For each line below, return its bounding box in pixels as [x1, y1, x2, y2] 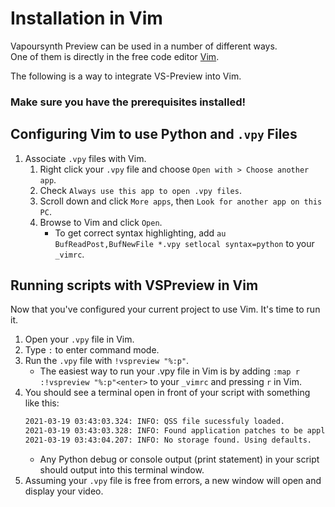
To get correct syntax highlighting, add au [54, 227, 227, 239]
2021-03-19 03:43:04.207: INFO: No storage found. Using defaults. [24, 435, 312, 446]
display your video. [24, 485, 104, 497]
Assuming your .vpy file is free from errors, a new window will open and [24, 475, 322, 487]
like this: [24, 397, 60, 409]
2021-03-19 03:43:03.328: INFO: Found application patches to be [24, 426, 303, 436]
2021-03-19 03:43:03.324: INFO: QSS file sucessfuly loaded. [24, 417, 286, 427]
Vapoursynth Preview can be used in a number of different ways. [10, 40, 278, 52]
